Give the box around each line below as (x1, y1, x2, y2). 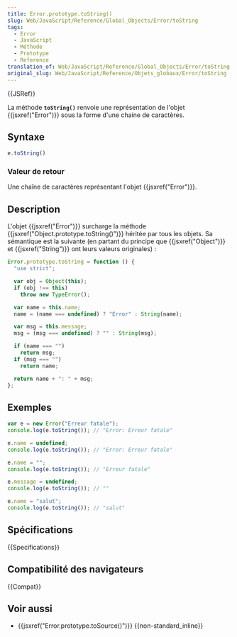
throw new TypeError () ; (20, 291, 91, 298)
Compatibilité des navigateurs (7, 563, 144, 575)
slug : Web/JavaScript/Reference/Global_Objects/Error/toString (7, 17, 199, 24)
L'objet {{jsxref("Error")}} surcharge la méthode (7, 222, 147, 231)
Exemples (7, 401, 52, 414)
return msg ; (20, 349, 55, 357)
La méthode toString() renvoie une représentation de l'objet (7, 103, 186, 111)
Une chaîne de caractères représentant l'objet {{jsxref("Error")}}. (7, 182, 197, 192)
